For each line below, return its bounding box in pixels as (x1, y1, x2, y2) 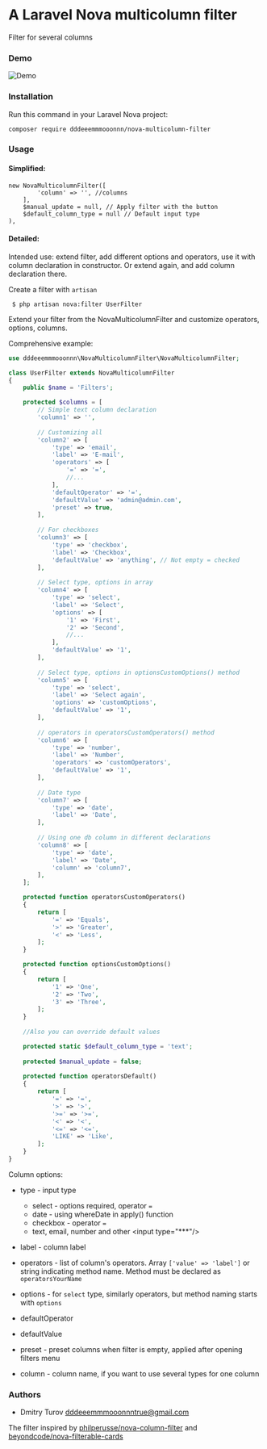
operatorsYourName (19, 1275, 82, 1283)
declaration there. (8, 269, 67, 278)
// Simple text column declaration (37, 406, 157, 414)
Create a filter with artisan (8, 284, 98, 294)
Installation (8, 91, 54, 103)
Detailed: (8, 234, 40, 244)
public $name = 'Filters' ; (23, 383, 114, 392)
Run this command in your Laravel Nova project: (8, 109, 168, 119)
